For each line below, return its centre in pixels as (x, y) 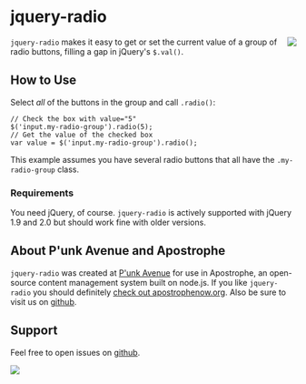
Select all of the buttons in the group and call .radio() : (113, 102)
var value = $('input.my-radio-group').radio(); (104, 143)
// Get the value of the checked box (82, 135)
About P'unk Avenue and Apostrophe (118, 251)
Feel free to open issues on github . (75, 352)
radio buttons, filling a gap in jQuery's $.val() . (97, 51)
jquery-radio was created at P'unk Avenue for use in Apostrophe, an (139, 273)
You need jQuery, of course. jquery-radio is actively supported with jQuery (151, 213)
